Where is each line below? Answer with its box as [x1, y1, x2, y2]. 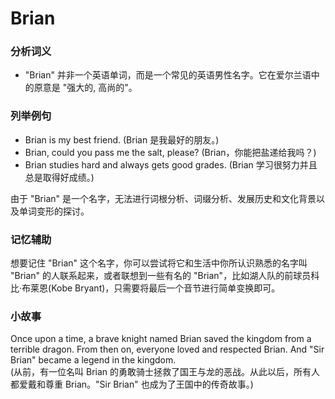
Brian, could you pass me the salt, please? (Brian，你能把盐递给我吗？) [24, 146, 317, 158]
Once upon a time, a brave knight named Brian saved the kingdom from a [10, 333, 312, 345]
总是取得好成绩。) [24, 171, 95, 183]
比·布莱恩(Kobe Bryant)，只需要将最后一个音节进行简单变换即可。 [10, 282, 281, 294]
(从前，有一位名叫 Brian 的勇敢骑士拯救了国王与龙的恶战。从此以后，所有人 [10, 366, 321, 378]
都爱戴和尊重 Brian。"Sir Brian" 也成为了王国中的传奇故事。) [10, 378, 254, 391]
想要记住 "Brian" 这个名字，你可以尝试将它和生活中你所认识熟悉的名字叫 [10, 257, 308, 269]
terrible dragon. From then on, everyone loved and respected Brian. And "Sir [10, 343, 325, 356]
